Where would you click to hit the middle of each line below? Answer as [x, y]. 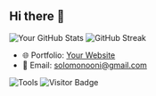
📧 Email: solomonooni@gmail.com [84, 65]
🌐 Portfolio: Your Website [69, 55]
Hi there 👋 [37, 16]
